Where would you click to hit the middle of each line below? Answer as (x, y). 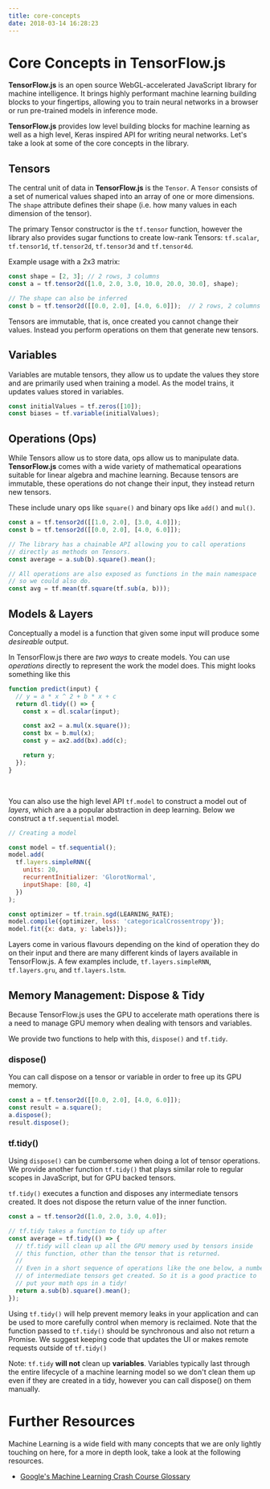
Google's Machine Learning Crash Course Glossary (105, 1476)
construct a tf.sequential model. (64, 818)
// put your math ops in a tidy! (72, 1283)
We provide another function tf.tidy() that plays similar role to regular (126, 1169)
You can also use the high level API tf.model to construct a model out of (128, 801)
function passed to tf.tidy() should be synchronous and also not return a (132, 1331)
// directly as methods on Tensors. (70, 552)
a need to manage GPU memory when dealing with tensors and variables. (130, 1023)
